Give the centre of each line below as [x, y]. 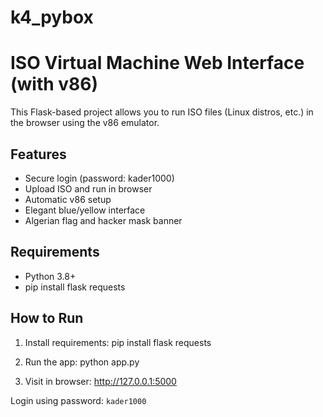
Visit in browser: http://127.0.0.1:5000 [100, 381]
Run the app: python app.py [82, 362]
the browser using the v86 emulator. [85, 123]
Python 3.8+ [50, 276]
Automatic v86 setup [68, 199]
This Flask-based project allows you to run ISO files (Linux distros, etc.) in [162, 112]
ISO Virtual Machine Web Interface [157, 63]
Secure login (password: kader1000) [99, 178]
